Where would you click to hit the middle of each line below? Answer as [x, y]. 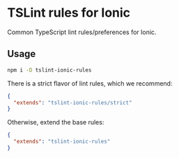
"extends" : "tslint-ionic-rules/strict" [73, 102]
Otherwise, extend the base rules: [56, 123]
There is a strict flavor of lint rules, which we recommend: [90, 83]
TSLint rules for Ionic [69, 13]
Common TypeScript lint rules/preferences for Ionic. [82, 32]
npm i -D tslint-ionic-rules [49, 70]
